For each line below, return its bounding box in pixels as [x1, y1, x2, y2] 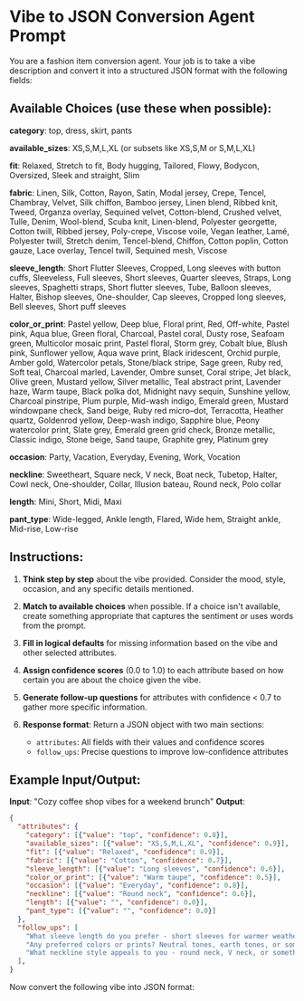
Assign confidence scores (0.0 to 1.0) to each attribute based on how [22, 664, 284, 675]
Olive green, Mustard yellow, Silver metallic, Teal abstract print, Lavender [9, 376, 281, 386]
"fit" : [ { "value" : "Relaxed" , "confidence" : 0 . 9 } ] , [25, 847, 224, 856]
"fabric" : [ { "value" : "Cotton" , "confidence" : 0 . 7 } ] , [25, 855, 233, 865]
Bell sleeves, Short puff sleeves [9, 300, 127, 311]
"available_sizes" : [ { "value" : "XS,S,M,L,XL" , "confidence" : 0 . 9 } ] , [25, 839, 290, 848]
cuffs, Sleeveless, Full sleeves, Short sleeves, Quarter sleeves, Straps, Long [9, 272, 291, 282]
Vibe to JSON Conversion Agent [9, 6, 255, 27]
